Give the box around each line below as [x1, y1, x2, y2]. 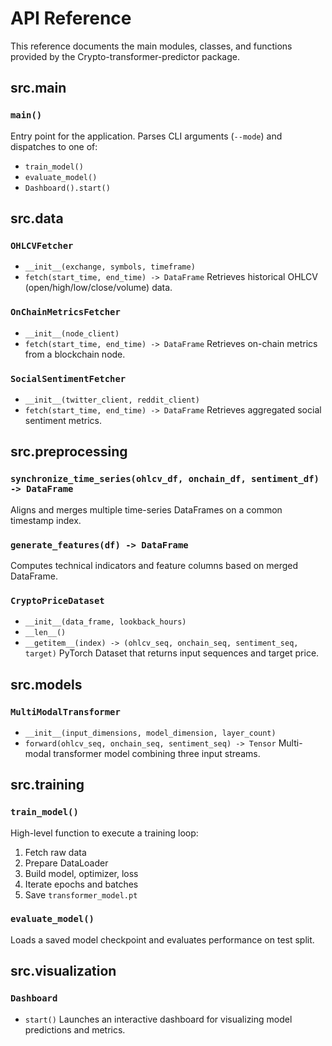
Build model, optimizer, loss [24, 867, 139, 879]
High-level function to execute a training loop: [10, 827, 199, 839]
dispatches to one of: [10, 140, 98, 152]
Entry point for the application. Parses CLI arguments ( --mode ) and [10, 130, 283, 142]
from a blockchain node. [24, 348, 126, 360]
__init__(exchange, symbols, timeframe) [24, 262, 196, 272]
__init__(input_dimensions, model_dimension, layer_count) [24, 728, 277, 738]
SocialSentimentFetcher [10, 373, 127, 384]
